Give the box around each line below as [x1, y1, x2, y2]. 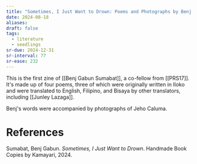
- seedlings [11, 42, 41, 48]
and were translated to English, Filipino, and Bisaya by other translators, [6, 87, 181, 94]
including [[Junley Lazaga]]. [6, 93, 75, 101]
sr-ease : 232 [6, 58, 38, 64]
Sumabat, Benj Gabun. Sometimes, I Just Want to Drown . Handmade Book [6, 145, 187, 152]
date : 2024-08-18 [6, 14, 49, 20]
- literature [11, 36, 44, 42]
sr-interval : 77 [6, 53, 46, 59]
